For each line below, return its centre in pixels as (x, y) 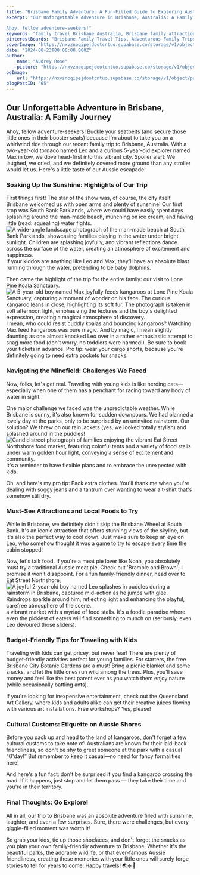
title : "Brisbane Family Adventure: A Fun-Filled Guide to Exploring (94, 12)
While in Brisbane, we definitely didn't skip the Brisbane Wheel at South (94, 524)
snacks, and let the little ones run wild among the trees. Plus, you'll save (94, 672)
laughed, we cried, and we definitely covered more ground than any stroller (99, 163)
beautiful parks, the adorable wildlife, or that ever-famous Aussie (86, 852)
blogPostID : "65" (28, 84)
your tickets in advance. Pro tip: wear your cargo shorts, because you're (95, 349)
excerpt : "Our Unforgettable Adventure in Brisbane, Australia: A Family (100, 17)
